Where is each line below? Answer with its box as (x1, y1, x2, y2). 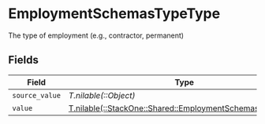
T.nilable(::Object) (68, 89, 136, 100)
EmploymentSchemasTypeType (8, 5, 221, 23)
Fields (8, 53, 39, 67)
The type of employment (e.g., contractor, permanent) (8, 31, 184, 40)
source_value (12, 91, 62, 100)
